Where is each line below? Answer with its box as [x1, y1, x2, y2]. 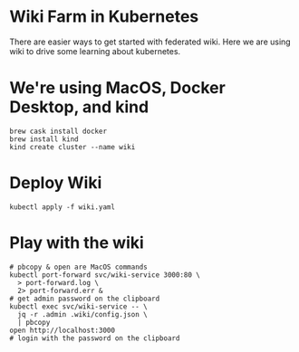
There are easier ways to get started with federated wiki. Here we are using [9, 36, 292, 47]
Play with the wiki [9, 233, 145, 252]
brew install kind [9, 134, 79, 144]
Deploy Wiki [9, 173, 102, 194]
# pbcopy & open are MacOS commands [9, 262, 148, 271]
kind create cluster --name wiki [9, 142, 136, 151]
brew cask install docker [9, 127, 107, 136]
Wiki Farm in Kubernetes [9, 6, 199, 27]
